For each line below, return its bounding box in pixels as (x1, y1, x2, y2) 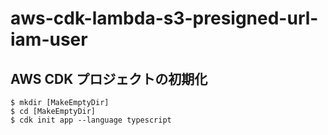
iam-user (10, 28, 88, 51)
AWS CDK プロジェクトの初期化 (10, 70, 208, 87)
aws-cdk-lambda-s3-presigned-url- (10, 7, 319, 30)
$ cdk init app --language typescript (10, 115, 172, 125)
